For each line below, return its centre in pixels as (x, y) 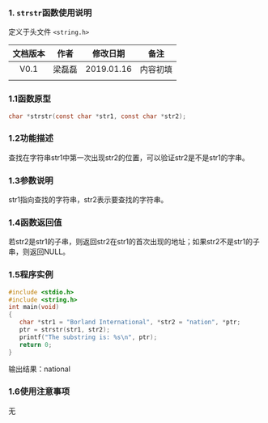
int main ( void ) (34, 307)
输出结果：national (40, 369)
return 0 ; (36, 345)
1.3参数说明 (31, 180)
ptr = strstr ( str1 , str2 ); (65, 330)
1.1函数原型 (30, 99)
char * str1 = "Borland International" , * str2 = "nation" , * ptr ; (130, 322)
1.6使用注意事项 (39, 391)
